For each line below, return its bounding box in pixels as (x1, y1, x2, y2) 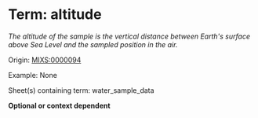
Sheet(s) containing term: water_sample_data (8, 85, 154, 95)
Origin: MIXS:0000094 (8, 55, 82, 65)
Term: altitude (8, 6, 102, 24)
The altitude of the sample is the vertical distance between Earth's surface (8, 31, 251, 41)
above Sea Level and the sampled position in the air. (8, 39, 178, 49)
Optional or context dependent (8, 101, 111, 110)
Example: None (8, 70, 57, 79)
